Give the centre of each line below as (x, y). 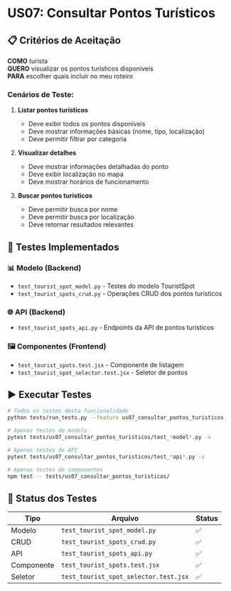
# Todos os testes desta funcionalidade (68, 411)
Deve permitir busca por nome (73, 210)
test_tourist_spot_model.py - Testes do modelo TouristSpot (106, 286)
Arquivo (125, 518)
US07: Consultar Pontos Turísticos (111, 13)
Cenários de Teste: (41, 94)
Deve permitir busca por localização (81, 217)
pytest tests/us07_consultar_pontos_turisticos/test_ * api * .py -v (106, 457)
